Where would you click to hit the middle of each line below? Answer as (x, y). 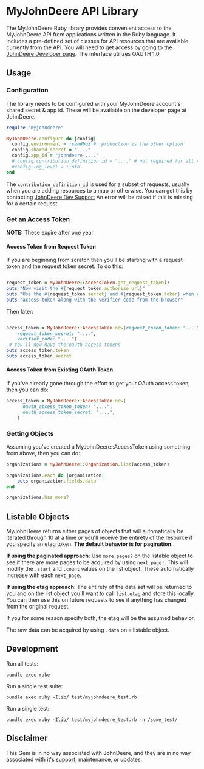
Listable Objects (38, 516)
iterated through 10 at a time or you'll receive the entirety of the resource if (100, 538)
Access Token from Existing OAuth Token (60, 370)
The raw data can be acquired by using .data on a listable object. (88, 630)
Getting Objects (30, 433)
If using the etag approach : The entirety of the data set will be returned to (99, 587)
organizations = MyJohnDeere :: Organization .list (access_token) (88, 464)
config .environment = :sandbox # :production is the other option (97, 144)
